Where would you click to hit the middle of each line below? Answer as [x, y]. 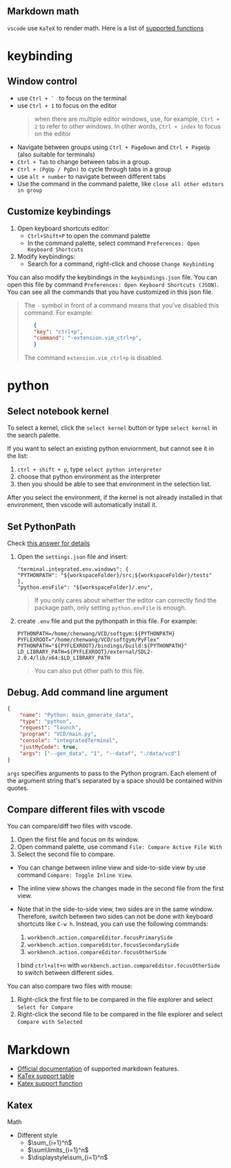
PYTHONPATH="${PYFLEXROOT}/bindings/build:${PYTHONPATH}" [102, 646]
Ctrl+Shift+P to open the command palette [89, 235]
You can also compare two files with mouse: [70, 986]
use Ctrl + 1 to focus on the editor [67, 105]
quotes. [18, 787]
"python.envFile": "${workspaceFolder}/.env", [85, 587]
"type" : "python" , [46, 721]
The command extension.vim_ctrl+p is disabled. [93, 358]
